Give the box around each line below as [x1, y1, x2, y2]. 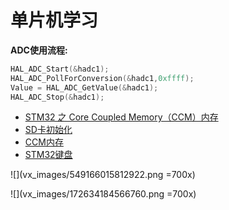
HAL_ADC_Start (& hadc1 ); [10, 64, 110, 74]
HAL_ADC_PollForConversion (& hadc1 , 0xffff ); [10, 73, 195, 83]
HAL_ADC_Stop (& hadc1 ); [10, 92, 105, 102]
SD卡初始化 [24, 124, 73, 136]
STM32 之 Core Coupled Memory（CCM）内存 [24, 111, 219, 123]
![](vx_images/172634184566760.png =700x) [10, 188, 197, 200]
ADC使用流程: [10, 44, 68, 56]
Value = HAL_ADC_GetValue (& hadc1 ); [10, 82, 159, 93]
